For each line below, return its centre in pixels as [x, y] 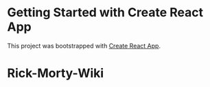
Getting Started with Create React [105, 13]
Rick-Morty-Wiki [56, 73]
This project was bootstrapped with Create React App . [84, 46]
